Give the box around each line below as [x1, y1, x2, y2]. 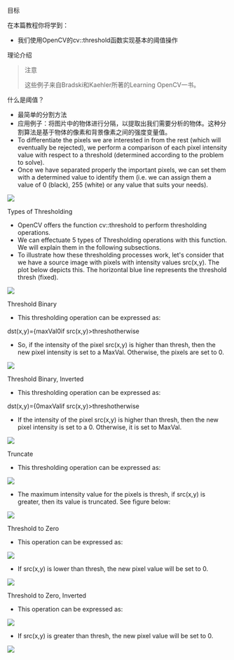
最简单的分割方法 [17, 111, 67, 119]
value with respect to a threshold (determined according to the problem [17, 151, 224, 159]
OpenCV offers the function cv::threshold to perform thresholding [17, 221, 207, 229]
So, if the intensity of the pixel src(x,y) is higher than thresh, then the [17, 341, 216, 349]
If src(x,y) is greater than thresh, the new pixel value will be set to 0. [17, 632, 214, 640]
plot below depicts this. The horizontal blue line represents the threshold [17, 266, 227, 274]
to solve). [17, 159, 45, 166]
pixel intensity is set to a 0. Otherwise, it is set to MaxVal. [17, 423, 182, 431]
